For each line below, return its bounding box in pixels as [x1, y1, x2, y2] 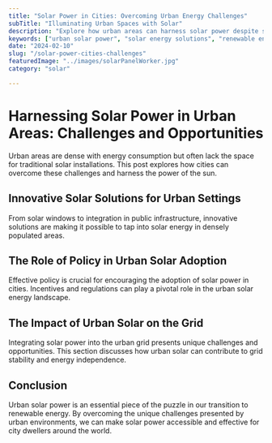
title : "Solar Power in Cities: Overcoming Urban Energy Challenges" [8, 11, 249, 20]
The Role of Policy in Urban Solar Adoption [8, 253, 227, 268]
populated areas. [8, 230, 65, 240]
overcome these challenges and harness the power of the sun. [8, 168, 217, 178]
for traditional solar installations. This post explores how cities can [8, 159, 229, 169]
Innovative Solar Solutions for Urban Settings [8, 191, 241, 205]
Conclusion [8, 378, 68, 392]
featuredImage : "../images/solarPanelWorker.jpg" [8, 58, 180, 66]
